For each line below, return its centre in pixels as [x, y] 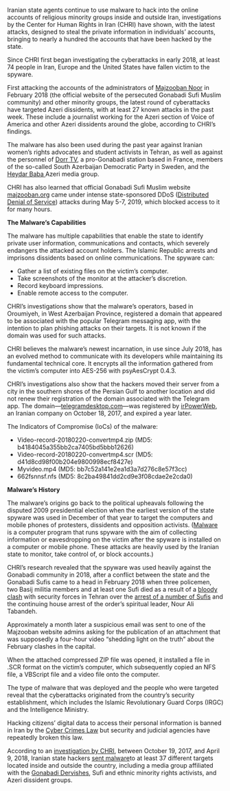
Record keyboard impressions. [60, 286]
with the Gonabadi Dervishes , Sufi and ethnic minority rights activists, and [112, 773]
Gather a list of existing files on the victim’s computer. [93, 271]
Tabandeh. [22, 611]
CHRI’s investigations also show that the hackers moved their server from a [113, 384]
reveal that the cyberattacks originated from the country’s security [101, 695]
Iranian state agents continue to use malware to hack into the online [103, 10]
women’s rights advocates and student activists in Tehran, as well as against [115, 152]
